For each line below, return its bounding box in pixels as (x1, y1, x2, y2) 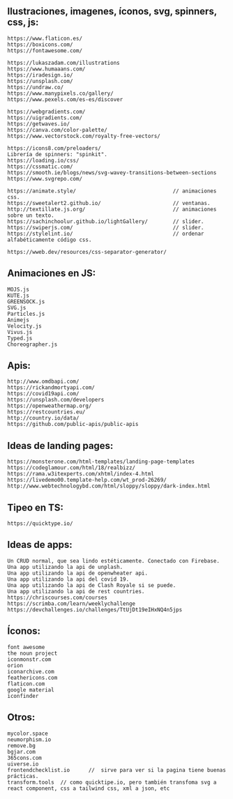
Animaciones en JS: (7, 268, 96, 280)
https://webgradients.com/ (7, 108, 86, 115)
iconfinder (7, 692, 39, 699)
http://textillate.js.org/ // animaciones (7, 206, 217, 213)
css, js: (7, 17, 39, 29)
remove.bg (7, 742, 36, 749)
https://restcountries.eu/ (7, 409, 86, 416)
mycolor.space (7, 730, 49, 737)
